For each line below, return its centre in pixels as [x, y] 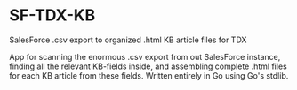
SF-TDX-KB [52, 15]
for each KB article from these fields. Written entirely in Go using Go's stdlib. [149, 75]
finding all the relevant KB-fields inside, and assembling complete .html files [148, 66]
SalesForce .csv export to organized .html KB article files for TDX [128, 40]
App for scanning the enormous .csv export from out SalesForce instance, [145, 56]
